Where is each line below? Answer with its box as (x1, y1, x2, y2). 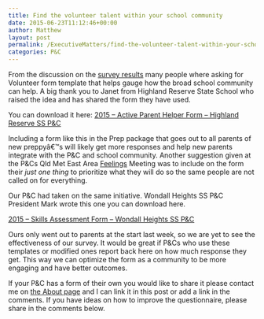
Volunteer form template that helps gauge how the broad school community (8, 78, 254, 87)
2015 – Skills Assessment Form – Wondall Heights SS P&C (8, 214, 195, 224)
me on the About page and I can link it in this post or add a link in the (8, 287, 230, 296)
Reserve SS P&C (8, 119, 61, 128)
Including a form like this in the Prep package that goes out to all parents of (8, 134, 251, 143)
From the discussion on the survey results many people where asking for (8, 70, 244, 79)
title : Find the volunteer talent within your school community (8, 11, 223, 20)
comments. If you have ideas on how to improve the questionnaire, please (8, 295, 247, 304)
